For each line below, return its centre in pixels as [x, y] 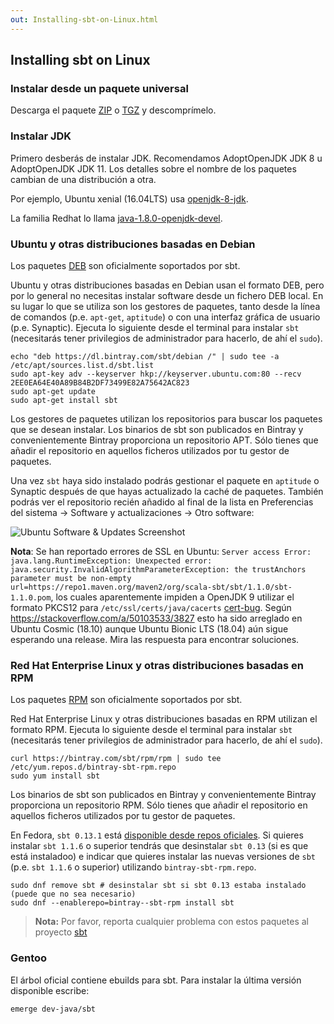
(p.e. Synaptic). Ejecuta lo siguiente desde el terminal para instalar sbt [155, 327]
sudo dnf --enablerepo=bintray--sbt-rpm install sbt [122, 903]
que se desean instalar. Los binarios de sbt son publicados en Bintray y [157, 429]
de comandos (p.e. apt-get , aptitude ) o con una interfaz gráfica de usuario [165, 317]
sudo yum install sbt [55, 776]
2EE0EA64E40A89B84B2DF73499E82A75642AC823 [100, 382]
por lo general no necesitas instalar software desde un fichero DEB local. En [167, 295]
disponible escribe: [50, 990]
